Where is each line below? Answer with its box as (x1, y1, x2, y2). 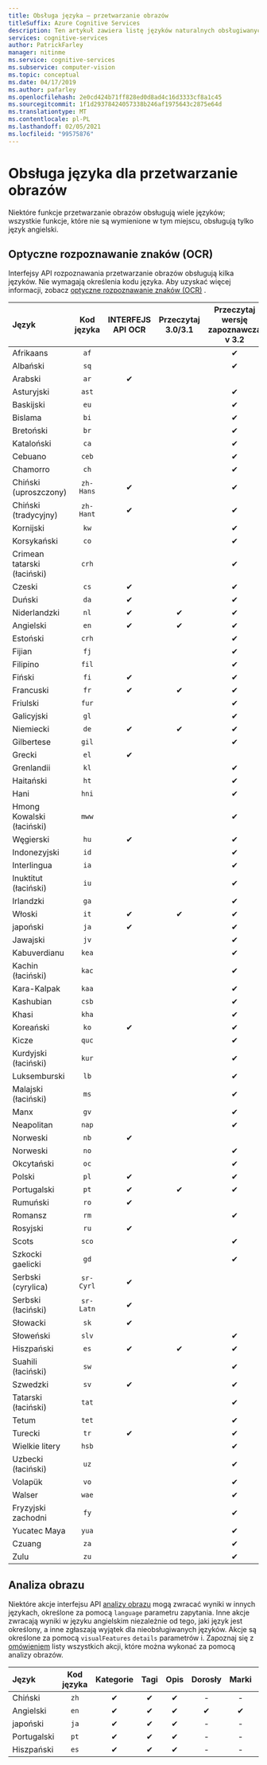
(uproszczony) (12, 487, 68, 498)
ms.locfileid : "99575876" (8, 130, 94, 138)
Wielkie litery (12, 1441, 61, 1452)
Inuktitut (12, 873, 44, 884)
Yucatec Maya (12, 1525, 66, 1537)
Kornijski (12, 523, 45, 534)
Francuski (12, 685, 49, 696)
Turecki (12, 1428, 41, 1439)
